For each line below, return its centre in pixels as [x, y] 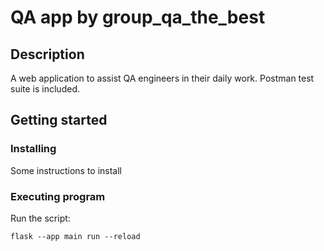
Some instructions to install [66, 170]
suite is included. [45, 89]
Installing [33, 149]
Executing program [58, 196]
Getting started [59, 120]
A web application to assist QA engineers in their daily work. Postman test [162, 78]
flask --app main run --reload [75, 236]
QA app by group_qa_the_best [138, 17]
